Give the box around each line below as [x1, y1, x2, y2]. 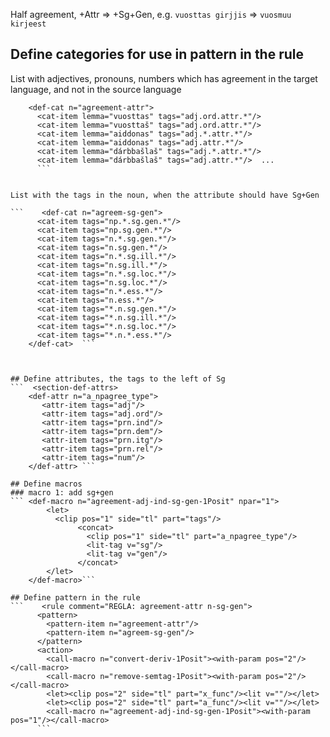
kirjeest [10, 19, 47, 29]
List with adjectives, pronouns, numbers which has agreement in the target [10, 72, 318, 84]
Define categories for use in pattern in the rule [10, 46, 305, 63]
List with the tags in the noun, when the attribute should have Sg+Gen [10, 190, 320, 200]
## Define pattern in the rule [10, 592, 141, 603]
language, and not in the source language [10, 83, 182, 95]
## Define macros [10, 479, 83, 489]
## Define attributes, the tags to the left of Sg [10, 374, 226, 384]
